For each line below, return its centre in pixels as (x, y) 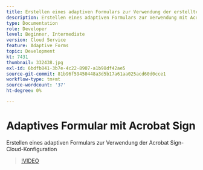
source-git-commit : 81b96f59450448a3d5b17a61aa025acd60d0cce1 (86, 74)
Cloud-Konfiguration (32, 149)
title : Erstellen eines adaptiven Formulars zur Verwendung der (89, 12)
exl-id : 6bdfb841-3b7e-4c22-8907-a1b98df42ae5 (66, 68)
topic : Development (31, 51)
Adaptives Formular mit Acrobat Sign (101, 126)
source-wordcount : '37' (36, 85)
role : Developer (27, 29)
